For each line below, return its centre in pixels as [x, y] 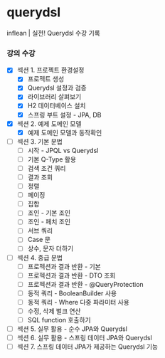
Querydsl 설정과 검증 [57, 88]
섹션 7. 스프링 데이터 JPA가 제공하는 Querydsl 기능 [87, 347]
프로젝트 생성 [46, 79]
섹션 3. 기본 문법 [40, 141]
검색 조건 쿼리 [47, 168]
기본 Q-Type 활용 [52, 159]
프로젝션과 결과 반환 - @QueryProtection [85, 284]
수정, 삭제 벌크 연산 [54, 311]
